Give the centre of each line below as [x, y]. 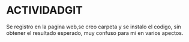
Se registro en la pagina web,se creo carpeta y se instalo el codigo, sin [94, 27]
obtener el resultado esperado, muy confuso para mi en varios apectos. [95, 33]
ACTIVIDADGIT [44, 10]
